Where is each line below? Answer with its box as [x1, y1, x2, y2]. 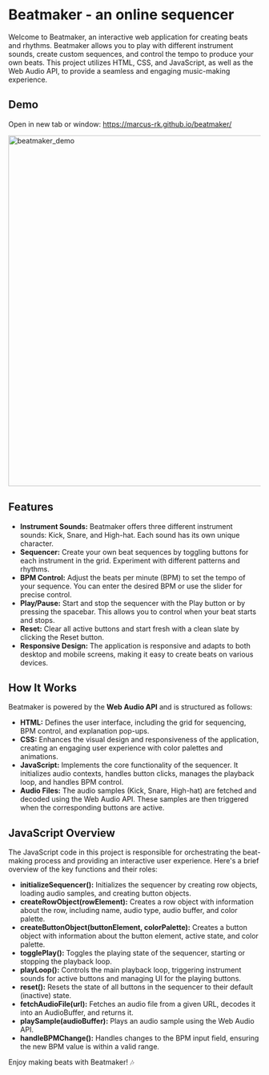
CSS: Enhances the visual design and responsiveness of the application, [19, 735, 259, 745]
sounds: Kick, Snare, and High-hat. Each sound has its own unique [19, 530, 240, 540]
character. [19, 539, 54, 548]
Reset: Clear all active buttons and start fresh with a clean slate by [19, 624, 240, 633]
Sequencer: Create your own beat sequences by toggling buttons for [19, 547, 249, 556]
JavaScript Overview [8, 826, 116, 839]
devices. [19, 657, 49, 667]
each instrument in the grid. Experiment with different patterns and [19, 556, 240, 565]
